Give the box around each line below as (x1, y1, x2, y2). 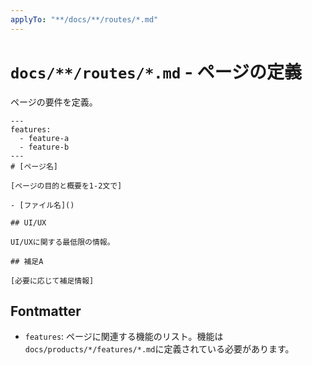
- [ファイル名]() (10, 200, 75, 210)
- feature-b (19, 142, 70, 152)
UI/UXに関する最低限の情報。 (10, 237, 115, 247)
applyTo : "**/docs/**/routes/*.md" (10, 14, 159, 25)
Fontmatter (10, 302, 82, 320)
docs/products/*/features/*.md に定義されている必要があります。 (24, 343, 295, 355)
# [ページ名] (10, 161, 58, 171)
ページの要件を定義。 (10, 96, 98, 108)
